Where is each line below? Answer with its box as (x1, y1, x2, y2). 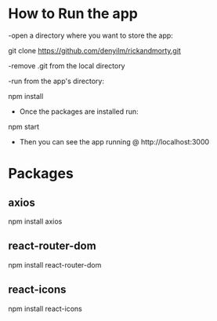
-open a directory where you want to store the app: (8, 31, 174, 40)
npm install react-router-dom (8, 260, 102, 269)
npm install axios (8, 217, 63, 226)
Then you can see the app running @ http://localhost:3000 (19, 137, 210, 146)
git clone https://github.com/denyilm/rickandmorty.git (8, 46, 182, 55)
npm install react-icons (8, 304, 82, 313)
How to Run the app (8, 5, 139, 23)
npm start (8, 122, 40, 131)
